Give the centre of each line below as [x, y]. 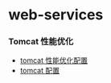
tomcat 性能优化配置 [54, 60]
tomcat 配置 [40, 71]
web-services [56, 15]
